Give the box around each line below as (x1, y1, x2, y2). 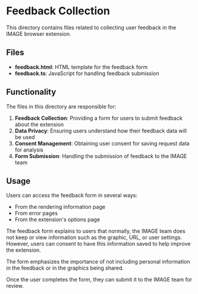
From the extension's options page (14, 216, 100, 223)
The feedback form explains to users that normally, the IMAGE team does (6, 228, 186, 235)
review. (6, 282, 24, 290)
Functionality (6, 87, 56, 97)
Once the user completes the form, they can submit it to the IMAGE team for (6, 276, 193, 283)
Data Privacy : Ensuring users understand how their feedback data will (14, 127, 187, 134)
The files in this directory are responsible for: (6, 103, 117, 110)
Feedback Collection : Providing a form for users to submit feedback (14, 114, 183, 122)
